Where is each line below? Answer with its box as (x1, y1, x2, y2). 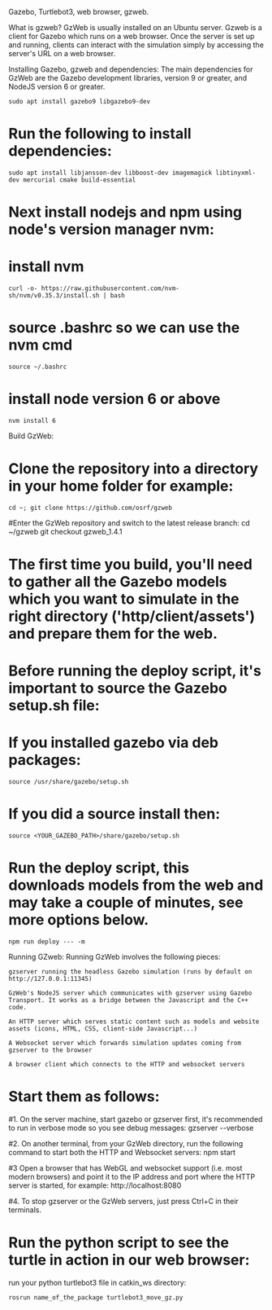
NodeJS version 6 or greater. (8, 81, 106, 91)
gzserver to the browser (8, 1046, 93, 1054)
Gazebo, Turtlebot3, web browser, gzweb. (8, 7, 149, 16)
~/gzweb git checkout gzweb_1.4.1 (8, 526, 123, 536)
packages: (8, 751, 81, 769)
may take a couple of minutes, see (8, 894, 244, 912)
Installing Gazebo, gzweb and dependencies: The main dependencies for (8, 64, 253, 74)
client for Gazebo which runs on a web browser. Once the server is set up (8, 32, 255, 41)
